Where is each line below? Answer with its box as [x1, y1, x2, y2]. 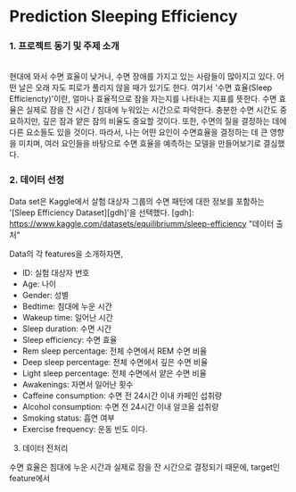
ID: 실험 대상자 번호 [21, 267, 90, 278]
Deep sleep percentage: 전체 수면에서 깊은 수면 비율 [21, 356, 209, 367]
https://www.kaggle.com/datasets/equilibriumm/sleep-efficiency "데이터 [9, 218, 275, 229]
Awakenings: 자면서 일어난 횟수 [21, 379, 134, 389]
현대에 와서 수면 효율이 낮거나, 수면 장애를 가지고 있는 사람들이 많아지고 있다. [9, 71, 275, 82]
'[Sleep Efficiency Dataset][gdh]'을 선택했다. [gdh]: [9, 207, 194, 218]
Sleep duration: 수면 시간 [21, 323, 112, 334]
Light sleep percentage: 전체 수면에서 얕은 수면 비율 [21, 368, 207, 379]
